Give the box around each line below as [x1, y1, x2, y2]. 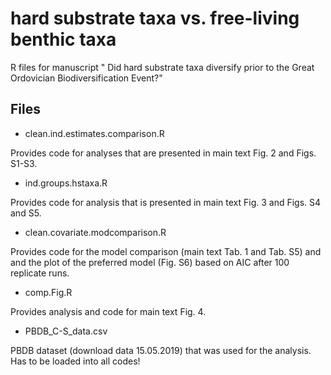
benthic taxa [10, 28, 117, 51]
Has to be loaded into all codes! [10, 355, 141, 367]
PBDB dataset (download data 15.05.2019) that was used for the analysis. [10, 344, 312, 356]
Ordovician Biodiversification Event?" [10, 72, 163, 84]
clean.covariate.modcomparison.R [24, 226, 167, 238]
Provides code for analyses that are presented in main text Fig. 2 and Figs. [10, 147, 317, 159]
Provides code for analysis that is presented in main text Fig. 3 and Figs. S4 [10, 196, 322, 208]
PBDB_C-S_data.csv [24, 325, 108, 337]
